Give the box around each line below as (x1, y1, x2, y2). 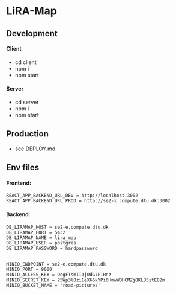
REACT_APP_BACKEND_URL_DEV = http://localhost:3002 (6, 193, 138, 199)
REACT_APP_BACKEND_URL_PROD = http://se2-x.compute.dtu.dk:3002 (6, 198, 171, 204)
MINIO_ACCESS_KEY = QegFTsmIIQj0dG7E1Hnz (6, 272, 112, 278)
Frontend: (6, 179, 32, 187)
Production (6, 129, 49, 139)
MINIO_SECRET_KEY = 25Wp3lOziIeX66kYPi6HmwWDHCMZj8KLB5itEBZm (6, 276, 165, 283)
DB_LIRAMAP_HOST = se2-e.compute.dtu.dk (6, 224, 109, 230)
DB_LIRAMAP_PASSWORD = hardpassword (6, 245, 98, 251)
